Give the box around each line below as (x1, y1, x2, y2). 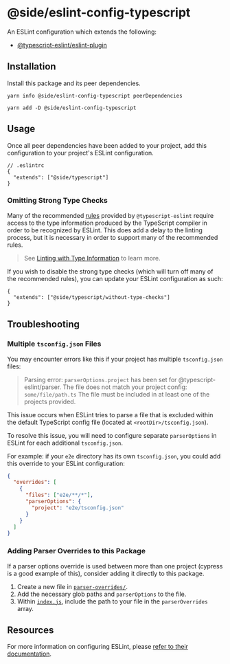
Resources (7, 624, 54, 636)
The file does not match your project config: (62, 383, 187, 391)
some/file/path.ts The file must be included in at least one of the (23, 390, 210, 398)
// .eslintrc (7, 162, 45, 169)
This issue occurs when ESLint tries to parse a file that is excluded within (7, 410, 214, 419)
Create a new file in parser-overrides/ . (16, 582, 128, 590)
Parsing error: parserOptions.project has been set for (23, 375, 177, 384)
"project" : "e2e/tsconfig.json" (32, 504, 125, 511)
